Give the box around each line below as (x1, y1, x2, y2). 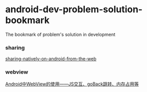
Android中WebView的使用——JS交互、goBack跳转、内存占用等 (5, 81, 139, 87)
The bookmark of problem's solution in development (5, 31, 116, 37)
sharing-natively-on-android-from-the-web (5, 56, 97, 62)
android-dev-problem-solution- (5, 4, 143, 15)
